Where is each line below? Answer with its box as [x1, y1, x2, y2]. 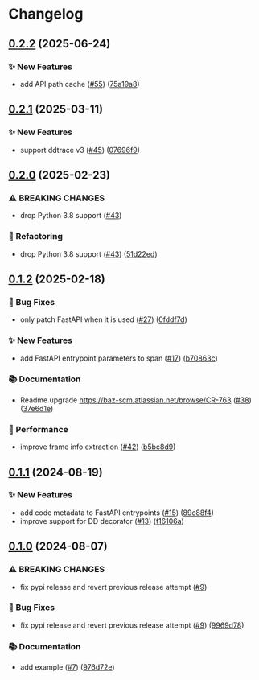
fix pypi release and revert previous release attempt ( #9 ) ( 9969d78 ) [19, 620, 245, 630]
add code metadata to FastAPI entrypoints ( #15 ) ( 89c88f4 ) [19, 508, 215, 517]
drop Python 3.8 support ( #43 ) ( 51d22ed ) [19, 249, 158, 258]
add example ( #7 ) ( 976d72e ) [19, 662, 115, 672]
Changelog [8, 5, 84, 23]
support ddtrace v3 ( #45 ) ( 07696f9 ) [19, 145, 141, 155]
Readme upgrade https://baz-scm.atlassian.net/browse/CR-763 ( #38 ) [19, 395, 252, 405]
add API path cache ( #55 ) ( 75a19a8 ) [19, 79, 140, 89]
